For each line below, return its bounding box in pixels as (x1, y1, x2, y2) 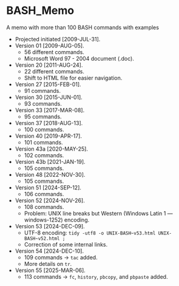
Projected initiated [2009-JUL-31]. (15, 35, 101, 43)
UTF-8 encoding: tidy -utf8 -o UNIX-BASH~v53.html (24, 229, 156, 236)
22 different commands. (24, 67, 85, 75)
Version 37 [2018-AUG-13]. (15, 119, 83, 126)
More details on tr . (24, 260, 72, 267)
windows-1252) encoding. (24, 216, 90, 223)
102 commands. (24, 151, 64, 158)
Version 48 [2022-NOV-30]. (15, 171, 86, 178)
